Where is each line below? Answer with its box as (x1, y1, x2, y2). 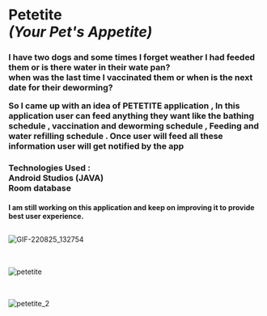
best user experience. (8, 212, 84, 221)
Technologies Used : (8, 162, 91, 174)
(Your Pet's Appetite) (8, 23, 153, 41)
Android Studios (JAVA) (8, 172, 104, 183)
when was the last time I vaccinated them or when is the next (8, 72, 253, 83)
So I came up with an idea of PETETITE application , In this (8, 100, 240, 112)
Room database (8, 183, 71, 194)
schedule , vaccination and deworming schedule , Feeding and (8, 120, 259, 132)
